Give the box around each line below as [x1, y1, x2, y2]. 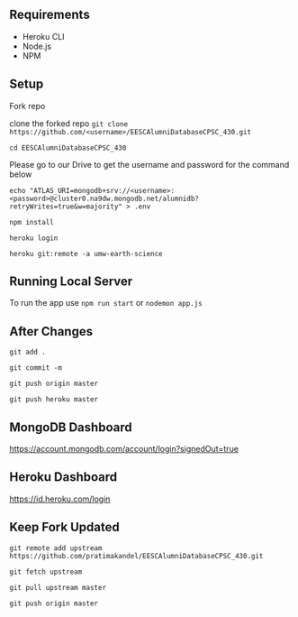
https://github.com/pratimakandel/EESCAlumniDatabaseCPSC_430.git [9, 551, 264, 560]
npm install [9, 217, 54, 226]
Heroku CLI [22, 31, 65, 41]
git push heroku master [9, 395, 99, 404]
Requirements [9, 7, 90, 23]
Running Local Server [9, 274, 133, 290]
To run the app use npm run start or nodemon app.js [9, 298, 203, 308]
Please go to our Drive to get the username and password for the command [9, 159, 290, 170]
